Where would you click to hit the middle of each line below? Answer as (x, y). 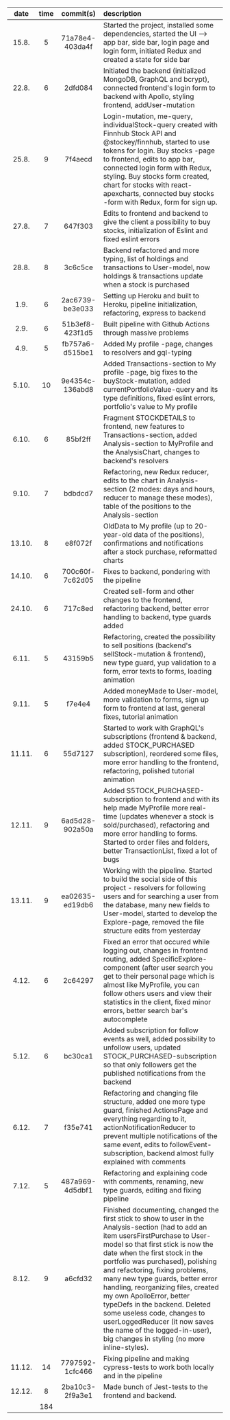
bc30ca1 (79, 1056)
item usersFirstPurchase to (146, 1235)
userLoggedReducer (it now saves (158, 1321)
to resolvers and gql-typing (148, 352)
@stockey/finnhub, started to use (156, 142)
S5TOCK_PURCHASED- (165, 791)
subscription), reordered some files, (161, 754)
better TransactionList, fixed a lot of (160, 851)
